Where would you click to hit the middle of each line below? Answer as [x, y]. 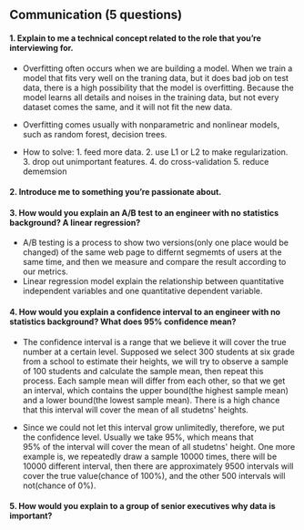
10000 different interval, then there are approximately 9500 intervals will [158, 466]
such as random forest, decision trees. [95, 134]
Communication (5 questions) [96, 15]
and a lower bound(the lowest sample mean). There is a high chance [151, 400]
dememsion [45, 171]
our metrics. [45, 271]
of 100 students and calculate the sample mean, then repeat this [143, 371]
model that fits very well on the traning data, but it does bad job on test [156, 77]
